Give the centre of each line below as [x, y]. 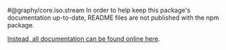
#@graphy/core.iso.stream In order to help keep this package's [99, 10]
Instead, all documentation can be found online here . [84, 39]
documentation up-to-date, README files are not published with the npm [113, 18]
